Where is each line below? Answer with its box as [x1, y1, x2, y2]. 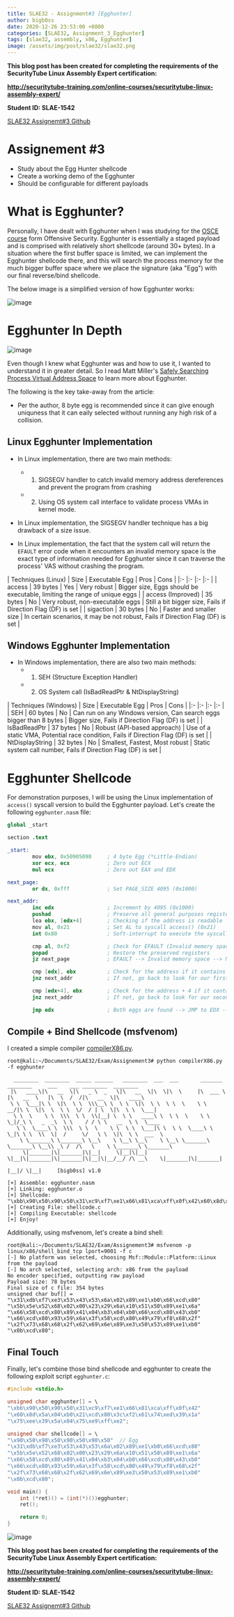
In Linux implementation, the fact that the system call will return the [17, 539, 210, 548]
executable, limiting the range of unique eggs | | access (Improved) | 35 [7, 590, 213, 598]
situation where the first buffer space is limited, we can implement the [7, 249, 208, 257]
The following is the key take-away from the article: [7, 388, 155, 396]
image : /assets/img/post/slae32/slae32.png [7, 43, 136, 49]
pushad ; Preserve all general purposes [32, 911, 204, 918]
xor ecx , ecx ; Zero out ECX [32, 859, 151, 866]
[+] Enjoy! [7, 1216, 39, 1223]
